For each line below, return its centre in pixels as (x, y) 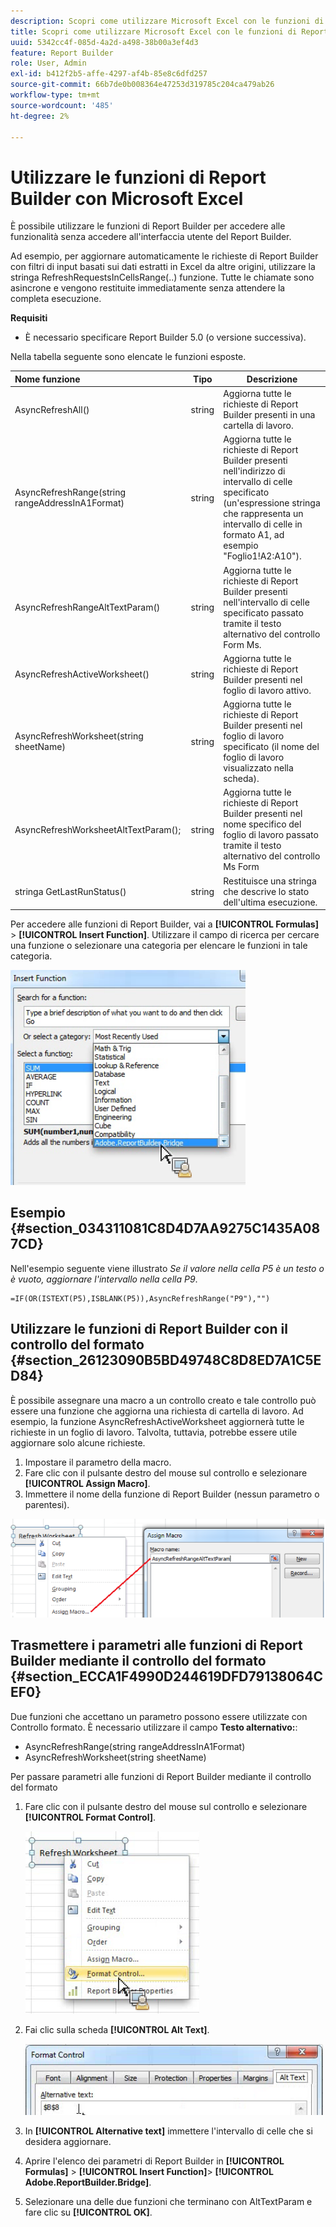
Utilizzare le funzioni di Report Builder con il (149, 1329)
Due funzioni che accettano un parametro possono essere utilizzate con (159, 1716)
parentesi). (47, 1504)
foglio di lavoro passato (271, 835)
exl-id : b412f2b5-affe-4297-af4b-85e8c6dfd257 (109, 74)
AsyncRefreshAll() (52, 409)
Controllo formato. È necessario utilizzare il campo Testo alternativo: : (154, 1727)
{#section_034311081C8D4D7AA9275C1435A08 (165, 1228)
